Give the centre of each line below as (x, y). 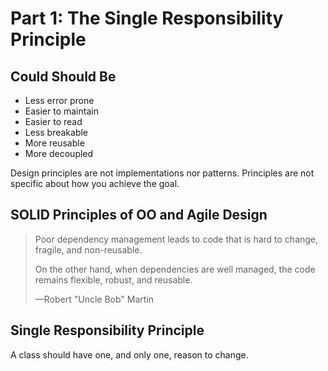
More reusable (54, 143)
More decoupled (59, 153)
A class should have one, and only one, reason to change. (129, 354)
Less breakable (56, 132)
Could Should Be (63, 76)
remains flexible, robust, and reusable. (113, 279)
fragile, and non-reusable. (88, 249)
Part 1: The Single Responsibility (147, 18)
